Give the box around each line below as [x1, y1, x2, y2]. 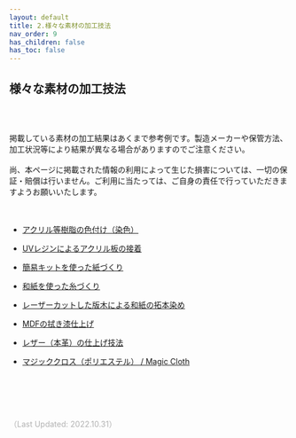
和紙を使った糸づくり [21, 280, 100, 291]
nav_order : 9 [9, 29, 58, 38]
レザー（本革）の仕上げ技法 [21, 337, 124, 348]
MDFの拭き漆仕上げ [21, 318, 95, 329]
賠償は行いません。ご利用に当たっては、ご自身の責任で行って [24, 175, 249, 186]
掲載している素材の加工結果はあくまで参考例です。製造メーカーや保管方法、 [9, 132, 288, 143]
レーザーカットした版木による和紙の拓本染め [21, 299, 186, 310]
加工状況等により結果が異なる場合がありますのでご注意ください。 [9, 144, 250, 154]
